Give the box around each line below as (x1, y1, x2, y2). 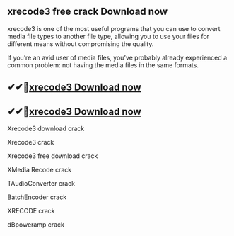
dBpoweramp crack (7, 220, 65, 229)
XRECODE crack (7, 207, 55, 215)
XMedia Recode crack (7, 166, 72, 174)
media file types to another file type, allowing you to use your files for (7, 32, 210, 40)
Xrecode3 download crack (7, 124, 85, 133)
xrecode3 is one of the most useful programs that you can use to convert (7, 24, 221, 33)
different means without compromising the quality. (7, 39, 154, 48)
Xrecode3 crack (7, 138, 54, 147)
